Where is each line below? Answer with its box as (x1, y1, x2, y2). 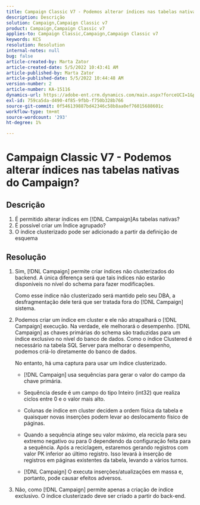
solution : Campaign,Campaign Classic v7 (6, 20, 108, 26)
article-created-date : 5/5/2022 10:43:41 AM (6, 64, 118, 70)
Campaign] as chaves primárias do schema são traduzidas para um (14, 329, 180, 336)
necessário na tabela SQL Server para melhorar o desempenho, (14, 341, 171, 349)
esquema (14, 235, 38, 242)
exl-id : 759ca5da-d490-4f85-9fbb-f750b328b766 (6, 97, 124, 103)
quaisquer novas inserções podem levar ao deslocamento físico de (23, 413, 189, 420)
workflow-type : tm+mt (6, 109, 60, 115)
